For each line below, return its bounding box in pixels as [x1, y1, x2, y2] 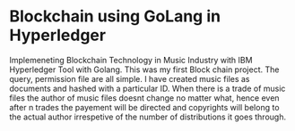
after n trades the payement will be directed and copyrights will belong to [9, 102, 280, 112]
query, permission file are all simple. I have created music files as [9, 73, 250, 84]
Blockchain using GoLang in [9, 6, 221, 27]
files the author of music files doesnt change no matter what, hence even [9, 92, 280, 103]
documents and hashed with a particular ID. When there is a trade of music [9, 83, 286, 94]
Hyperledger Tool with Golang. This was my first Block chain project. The [9, 64, 280, 75]
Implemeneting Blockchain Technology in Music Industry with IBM [9, 54, 253, 65]
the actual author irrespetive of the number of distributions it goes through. [9, 111, 287, 122]
